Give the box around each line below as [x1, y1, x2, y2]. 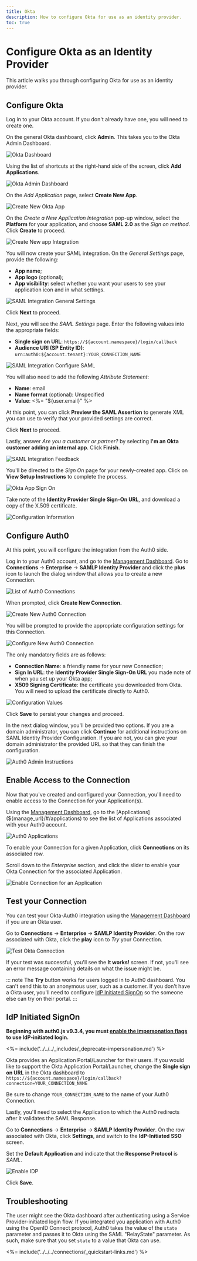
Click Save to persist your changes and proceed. [6, 710, 124, 717]
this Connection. [6, 628, 46, 635]
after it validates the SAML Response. [6, 1115, 97, 1122]
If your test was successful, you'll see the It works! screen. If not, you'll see [6, 958, 189, 965]
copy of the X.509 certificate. [6, 502, 77, 509]
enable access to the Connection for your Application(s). [6, 797, 143, 804]
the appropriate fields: [6, 327, 60, 334]
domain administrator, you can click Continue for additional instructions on [6, 728, 187, 735]
